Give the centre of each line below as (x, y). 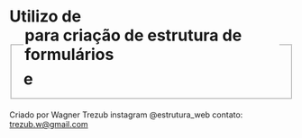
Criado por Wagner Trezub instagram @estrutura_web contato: (126, 115)
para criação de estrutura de (133, 35)
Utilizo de (46, 17)
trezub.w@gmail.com (49, 125)
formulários (69, 55)
